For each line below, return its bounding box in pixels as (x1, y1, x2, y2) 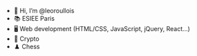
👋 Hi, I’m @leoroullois (13, 7, 75, 15)
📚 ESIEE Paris (13, 15, 55, 22)
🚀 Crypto (13, 35, 39, 43)
